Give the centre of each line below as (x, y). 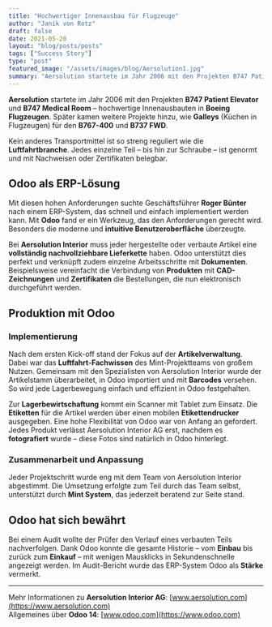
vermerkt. (25, 574)
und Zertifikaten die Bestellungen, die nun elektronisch (149, 279)
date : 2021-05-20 (38, 39)
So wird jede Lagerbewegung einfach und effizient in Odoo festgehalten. (130, 389)
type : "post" (30, 62)
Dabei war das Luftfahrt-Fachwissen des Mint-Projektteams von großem (131, 363)
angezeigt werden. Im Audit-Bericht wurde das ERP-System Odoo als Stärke (136, 565)
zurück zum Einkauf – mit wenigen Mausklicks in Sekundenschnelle (121, 557)
